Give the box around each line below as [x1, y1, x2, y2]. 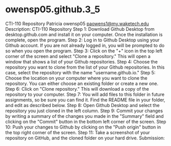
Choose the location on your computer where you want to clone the [5, 75, 148, 81]
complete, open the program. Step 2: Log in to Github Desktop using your [5, 37, 160, 43]
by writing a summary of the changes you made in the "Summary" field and [5, 113, 164, 119]
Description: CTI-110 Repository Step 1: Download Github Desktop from [5, 26, 155, 32]
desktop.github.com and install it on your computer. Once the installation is [5, 31, 163, 37]
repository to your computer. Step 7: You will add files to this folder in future [5, 91, 165, 97]
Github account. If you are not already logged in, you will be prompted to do [5, 42, 165, 48]
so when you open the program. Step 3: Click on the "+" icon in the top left [5, 48, 163, 54]
